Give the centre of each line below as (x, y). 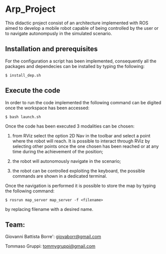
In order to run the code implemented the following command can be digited (83, 102)
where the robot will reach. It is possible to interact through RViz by (81, 141)
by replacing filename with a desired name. (49, 209)
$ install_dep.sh (23, 75)
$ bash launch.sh (23, 117)
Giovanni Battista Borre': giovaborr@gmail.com (53, 237)
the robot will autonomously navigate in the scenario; (67, 161)
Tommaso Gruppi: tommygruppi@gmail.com (50, 246)
